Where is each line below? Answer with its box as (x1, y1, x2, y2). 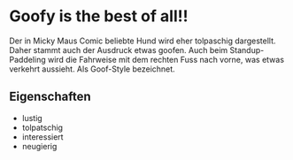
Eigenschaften (9, 89, 91, 104)
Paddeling (9, 54, 46, 65)
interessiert (21, 131, 64, 142)
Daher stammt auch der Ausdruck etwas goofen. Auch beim (9, 44, 228, 55)
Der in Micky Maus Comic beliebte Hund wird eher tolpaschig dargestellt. (9, 35, 276, 46)
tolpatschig (21, 122, 64, 133)
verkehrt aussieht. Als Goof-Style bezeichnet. (9, 64, 175, 74)
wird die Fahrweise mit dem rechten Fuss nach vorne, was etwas (47, 54, 285, 65)
